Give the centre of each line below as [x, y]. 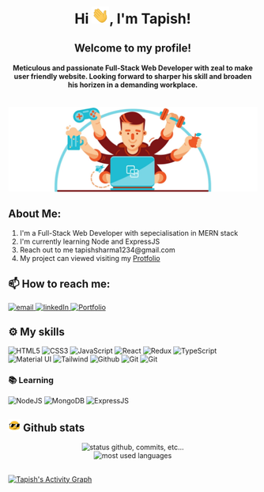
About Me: [35, 214]
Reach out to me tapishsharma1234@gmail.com [97, 250]
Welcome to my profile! [133, 48]
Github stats [54, 428]
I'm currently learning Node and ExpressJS [90, 241]
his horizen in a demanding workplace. [133, 85]
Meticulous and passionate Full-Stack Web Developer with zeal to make [133, 68]
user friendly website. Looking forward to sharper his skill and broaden [133, 77]
